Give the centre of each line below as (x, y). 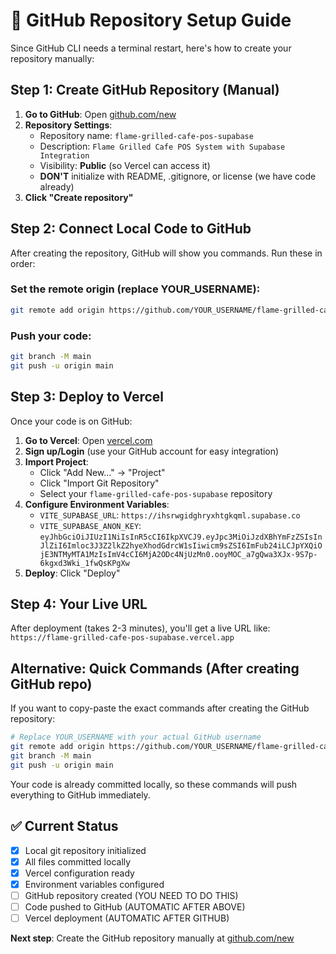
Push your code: (51, 336)
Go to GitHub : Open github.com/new (100, 114)
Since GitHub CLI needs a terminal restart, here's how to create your (151, 48)
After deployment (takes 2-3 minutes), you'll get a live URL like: (140, 628)
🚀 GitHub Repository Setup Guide (151, 20)
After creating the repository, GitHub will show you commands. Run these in (166, 253)
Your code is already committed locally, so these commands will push (154, 784)
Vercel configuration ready (79, 873)
